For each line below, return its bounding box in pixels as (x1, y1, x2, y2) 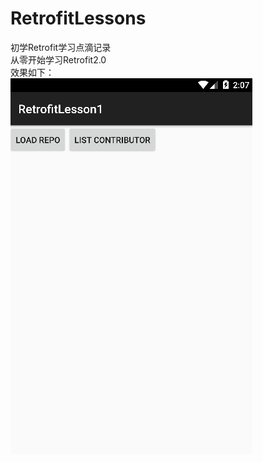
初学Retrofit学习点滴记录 (10, 41, 112, 53)
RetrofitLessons (10, 7, 147, 30)
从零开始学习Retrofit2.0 (10, 53, 107, 66)
